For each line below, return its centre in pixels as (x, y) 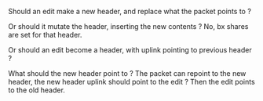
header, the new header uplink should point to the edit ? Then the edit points (131, 82)
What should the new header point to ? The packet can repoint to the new (127, 73)
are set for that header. (45, 35)
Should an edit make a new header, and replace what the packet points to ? (130, 11)
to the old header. (37, 90)
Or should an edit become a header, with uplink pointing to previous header (130, 50)
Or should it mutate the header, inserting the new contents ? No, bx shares (128, 26)
